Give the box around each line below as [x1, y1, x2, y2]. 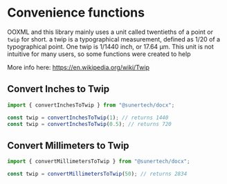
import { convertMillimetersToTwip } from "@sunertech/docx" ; [7, 158, 190, 165]
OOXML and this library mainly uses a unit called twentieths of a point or [7, 28, 213, 36]
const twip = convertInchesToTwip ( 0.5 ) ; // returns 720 [7, 120, 172, 127]
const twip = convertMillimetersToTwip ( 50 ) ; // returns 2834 [7, 171, 188, 178]
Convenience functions [7, 5, 145, 21]
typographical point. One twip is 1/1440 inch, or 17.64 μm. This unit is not [7, 42, 214, 50]
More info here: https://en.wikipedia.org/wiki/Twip [7, 63, 150, 71]
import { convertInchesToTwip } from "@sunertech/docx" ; [7, 102, 175, 109]
